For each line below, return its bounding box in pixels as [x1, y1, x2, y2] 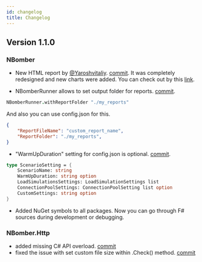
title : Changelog [6, 15, 50, 21]
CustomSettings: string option [17, 190, 97, 196]
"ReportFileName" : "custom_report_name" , [17, 127, 124, 134]
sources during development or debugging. [15, 213, 125, 221]
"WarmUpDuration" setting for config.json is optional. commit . [15, 150, 171, 157]
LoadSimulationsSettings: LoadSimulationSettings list [17, 179, 159, 185]
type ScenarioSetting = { [6, 162, 72, 168]
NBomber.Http [6, 228, 50, 237]
